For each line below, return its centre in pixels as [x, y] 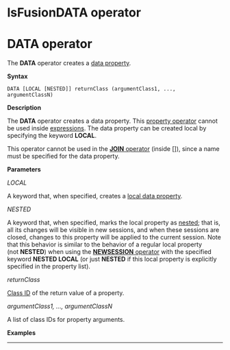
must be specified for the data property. [63, 156]
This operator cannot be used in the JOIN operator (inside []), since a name [114, 149]
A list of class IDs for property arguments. [66, 320]
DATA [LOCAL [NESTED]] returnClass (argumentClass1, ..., [91, 89]
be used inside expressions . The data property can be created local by [107, 128]
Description [24, 108]
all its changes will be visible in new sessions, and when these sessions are [113, 230]
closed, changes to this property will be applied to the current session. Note [114, 237]
